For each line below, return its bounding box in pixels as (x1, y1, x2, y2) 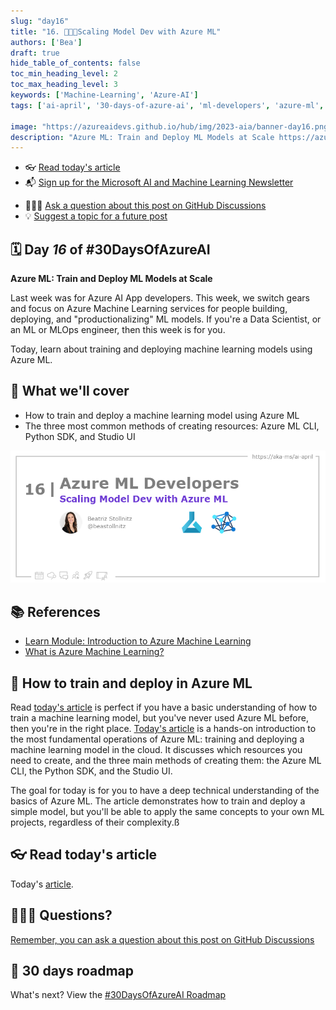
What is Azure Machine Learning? (24, 646, 165, 658)
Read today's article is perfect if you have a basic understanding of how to (10, 701, 318, 713)
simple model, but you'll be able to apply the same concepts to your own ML (10, 806, 325, 817)
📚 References (10, 603, 101, 620)
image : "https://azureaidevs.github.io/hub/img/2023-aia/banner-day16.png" (10, 121, 333, 132)
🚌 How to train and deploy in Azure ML (10, 675, 253, 692)
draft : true (10, 48, 60, 58)
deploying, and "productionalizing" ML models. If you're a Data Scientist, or (10, 313, 322, 325)
